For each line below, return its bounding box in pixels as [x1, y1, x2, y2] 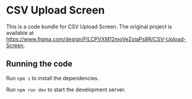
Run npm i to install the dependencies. [6, 74, 99, 81]
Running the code [6, 59, 73, 69]
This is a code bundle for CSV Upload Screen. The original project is [6, 23, 173, 30]
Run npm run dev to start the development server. [6, 86, 126, 93]
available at [6, 29, 34, 36]
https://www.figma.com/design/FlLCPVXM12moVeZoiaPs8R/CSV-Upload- [6, 35, 186, 42]
